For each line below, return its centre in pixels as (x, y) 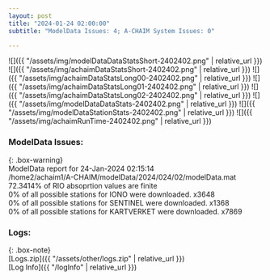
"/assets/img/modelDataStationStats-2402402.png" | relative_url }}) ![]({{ (131, 112)
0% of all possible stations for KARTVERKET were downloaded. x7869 (125, 211)
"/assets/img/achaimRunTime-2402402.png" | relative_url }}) (110, 121)
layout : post (30, 16)
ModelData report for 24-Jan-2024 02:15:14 (82, 168)
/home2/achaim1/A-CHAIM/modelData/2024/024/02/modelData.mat (122, 177)
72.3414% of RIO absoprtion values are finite (83, 185)
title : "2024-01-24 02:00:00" (59, 23)
